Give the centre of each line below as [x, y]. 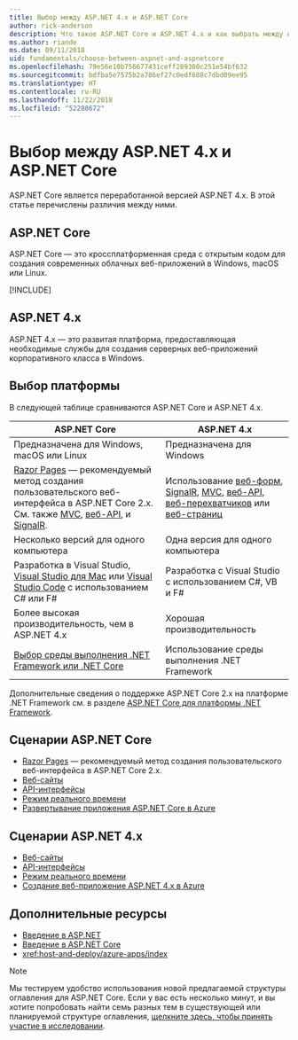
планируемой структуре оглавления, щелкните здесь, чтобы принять [141, 1017]
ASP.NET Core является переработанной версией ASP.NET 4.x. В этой [142, 195]
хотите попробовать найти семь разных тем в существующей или [135, 1007]
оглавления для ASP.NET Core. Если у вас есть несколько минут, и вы [142, 997]
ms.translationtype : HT [53, 83]
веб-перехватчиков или [218, 503]
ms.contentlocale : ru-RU [55, 91]
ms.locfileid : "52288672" [57, 108]
